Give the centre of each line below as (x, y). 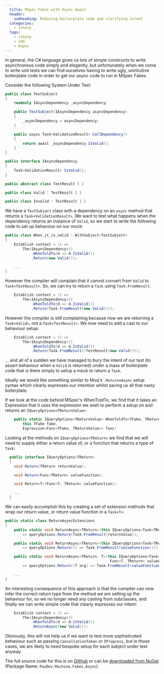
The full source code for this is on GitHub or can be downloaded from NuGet (82, 661)
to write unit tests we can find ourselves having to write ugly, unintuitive (77, 70)
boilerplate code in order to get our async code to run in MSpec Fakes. (76, 75)
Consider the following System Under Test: (48, 85)
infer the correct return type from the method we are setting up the (72, 594)
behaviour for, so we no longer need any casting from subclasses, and (76, 599)
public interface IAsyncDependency (41, 161)
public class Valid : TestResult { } (43, 193)
